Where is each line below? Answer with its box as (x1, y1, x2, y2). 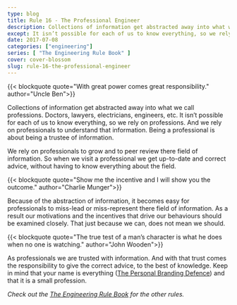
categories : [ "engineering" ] (7, 43, 93, 50)
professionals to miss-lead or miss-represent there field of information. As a (7, 204, 229, 212)
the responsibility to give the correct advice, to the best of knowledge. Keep (7, 261, 228, 270)
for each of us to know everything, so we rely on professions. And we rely (7, 118, 222, 127)
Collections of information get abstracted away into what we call (7, 103, 195, 111)
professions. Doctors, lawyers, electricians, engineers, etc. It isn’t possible (7, 111, 224, 119)
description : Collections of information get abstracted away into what (7, 23, 226, 30)
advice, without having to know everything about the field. (7, 161, 176, 170)
